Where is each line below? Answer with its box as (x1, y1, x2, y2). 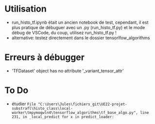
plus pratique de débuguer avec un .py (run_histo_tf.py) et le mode (11, 24, 145, 30)
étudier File (11, 101, 36, 107)
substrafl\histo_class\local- (11, 106, 73, 111)
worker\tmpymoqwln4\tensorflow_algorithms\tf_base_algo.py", (11, 110, 138, 115)
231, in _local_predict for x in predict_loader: (11, 114, 115, 119)
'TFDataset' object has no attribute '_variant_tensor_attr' (11, 68, 124, 74)
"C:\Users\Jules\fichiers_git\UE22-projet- (37, 102, 127, 107)
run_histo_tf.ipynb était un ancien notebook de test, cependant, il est (11, 19, 149, 25)
